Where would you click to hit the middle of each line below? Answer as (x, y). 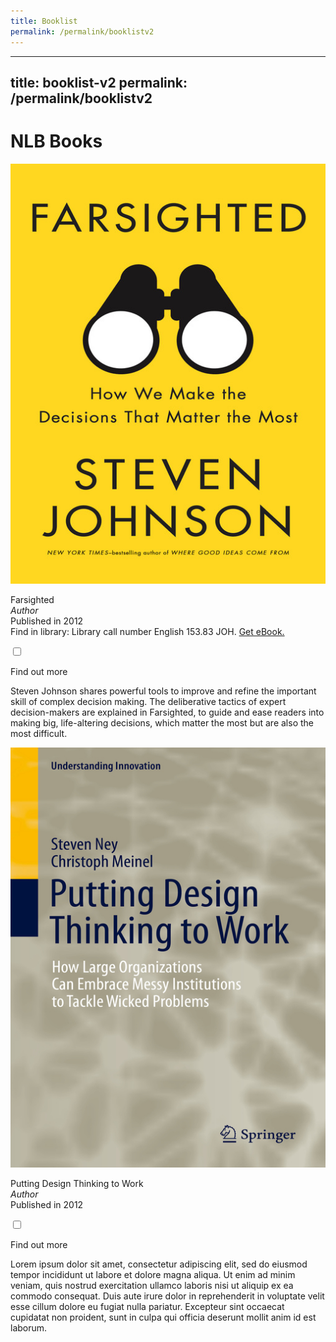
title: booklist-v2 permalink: (99, 82)
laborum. (29, 1327)
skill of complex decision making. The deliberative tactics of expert (148, 701)
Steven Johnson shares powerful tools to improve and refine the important (163, 691)
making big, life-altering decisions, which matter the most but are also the (162, 722)
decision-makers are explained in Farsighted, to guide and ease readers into (167, 712)
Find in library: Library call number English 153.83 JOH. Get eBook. (147, 631)
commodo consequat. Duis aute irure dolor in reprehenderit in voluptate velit (167, 1296)
